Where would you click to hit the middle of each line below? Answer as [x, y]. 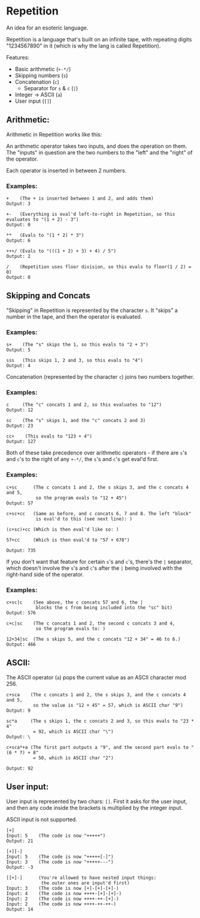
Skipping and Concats [49, 296]
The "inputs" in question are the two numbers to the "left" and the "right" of [99, 152]
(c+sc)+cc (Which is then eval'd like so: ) [63, 529]
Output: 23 [20, 426]
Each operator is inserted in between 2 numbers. [66, 170]
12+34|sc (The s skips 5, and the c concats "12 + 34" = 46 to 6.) [93, 639]
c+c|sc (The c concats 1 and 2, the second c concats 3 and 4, [91, 623]
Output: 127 [21, 442]
